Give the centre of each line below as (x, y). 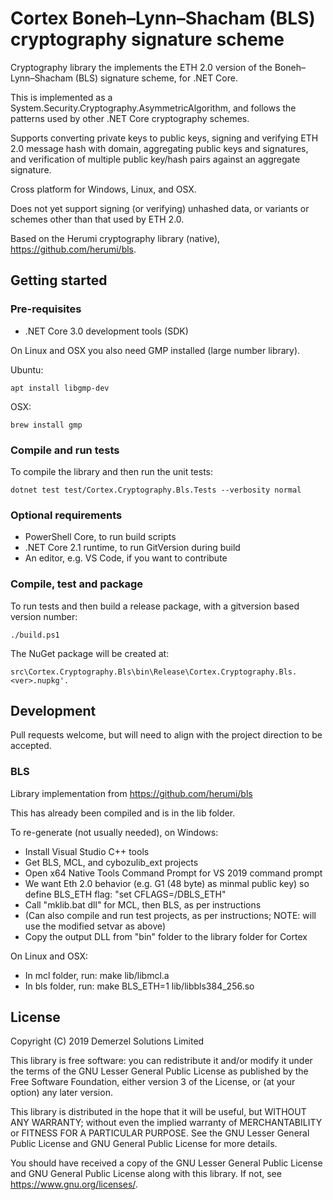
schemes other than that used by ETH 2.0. (97, 219)
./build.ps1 (35, 635)
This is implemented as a (61, 97)
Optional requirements (66, 515)
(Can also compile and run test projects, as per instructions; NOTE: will (170, 915)
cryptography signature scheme (147, 39)
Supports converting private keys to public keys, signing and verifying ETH (164, 138)
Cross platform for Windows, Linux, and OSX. (103, 189)
